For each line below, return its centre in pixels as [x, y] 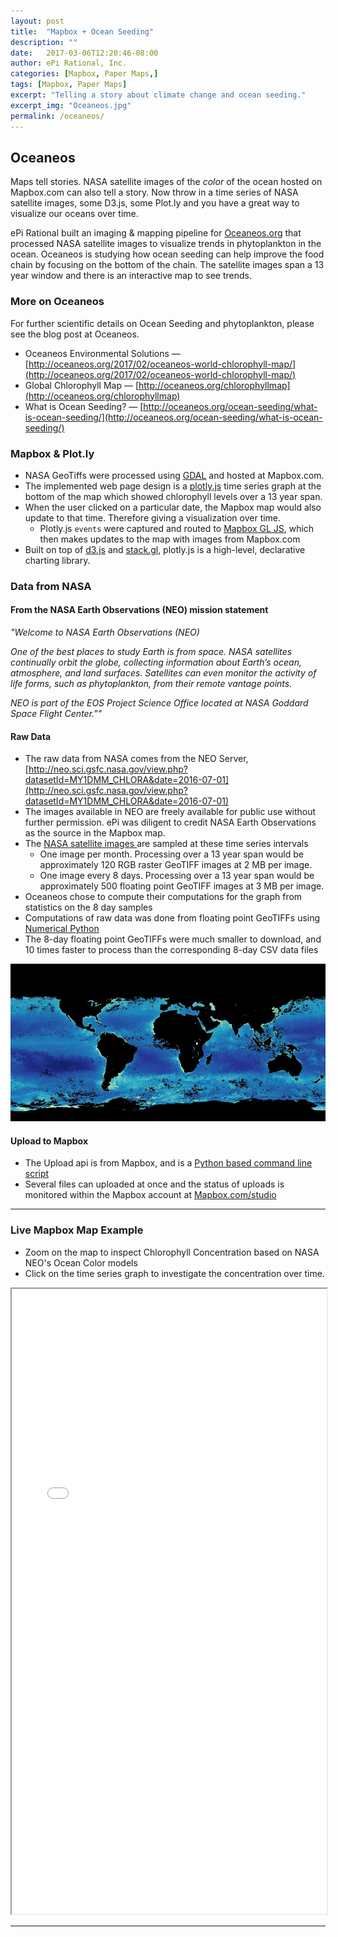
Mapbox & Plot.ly [52, 453]
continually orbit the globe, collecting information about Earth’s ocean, [156, 662]
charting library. [57, 560]
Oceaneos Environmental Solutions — [102, 353]
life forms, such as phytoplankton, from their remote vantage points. [151, 684]
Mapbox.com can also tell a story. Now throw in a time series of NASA [154, 192]
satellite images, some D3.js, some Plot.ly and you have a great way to [155, 203]
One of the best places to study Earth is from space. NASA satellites [151, 652]
